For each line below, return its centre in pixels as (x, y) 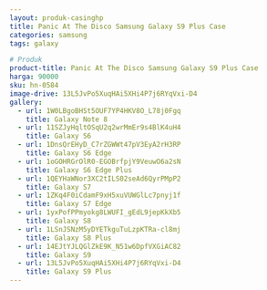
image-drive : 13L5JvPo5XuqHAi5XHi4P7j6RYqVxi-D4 (103, 93)
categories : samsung (49, 35)
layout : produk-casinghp (56, 18)
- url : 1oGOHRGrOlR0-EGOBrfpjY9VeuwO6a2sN (99, 161)
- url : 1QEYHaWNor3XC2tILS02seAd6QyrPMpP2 (99, 179)
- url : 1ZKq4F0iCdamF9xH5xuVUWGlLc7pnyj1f (99, 196)
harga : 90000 (34, 77)
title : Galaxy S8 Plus (69, 238)
